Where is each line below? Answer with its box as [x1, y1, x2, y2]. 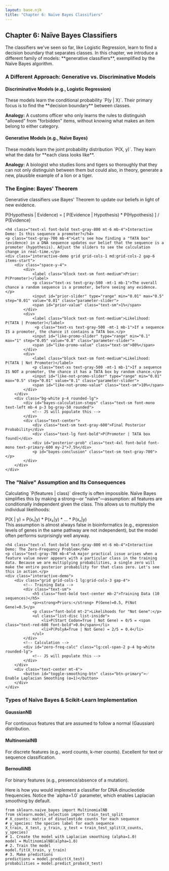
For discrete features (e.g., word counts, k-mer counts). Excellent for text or [5, 749, 163, 755]
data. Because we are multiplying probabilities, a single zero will [5, 560, 155, 566]
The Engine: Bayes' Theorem [5, 185, 78, 192]
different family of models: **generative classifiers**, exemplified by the [5, 55, 155, 61]
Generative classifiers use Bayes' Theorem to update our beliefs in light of [5, 196, 160, 202]
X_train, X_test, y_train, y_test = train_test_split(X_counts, [5, 825, 144, 830]
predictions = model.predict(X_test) [5, 856, 85, 861]
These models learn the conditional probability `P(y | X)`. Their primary [5, 97, 153, 103]
